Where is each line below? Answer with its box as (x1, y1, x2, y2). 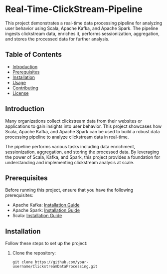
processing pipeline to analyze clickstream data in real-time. (5, 134, 129, 140)
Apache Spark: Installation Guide (12, 207, 80, 213)
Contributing (12, 85, 38, 91)
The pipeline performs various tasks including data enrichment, (5, 143, 136, 149)
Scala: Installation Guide (12, 213, 62, 219)
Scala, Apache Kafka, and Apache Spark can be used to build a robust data (5, 128, 160, 134)
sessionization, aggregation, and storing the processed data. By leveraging (5, 149, 160, 155)
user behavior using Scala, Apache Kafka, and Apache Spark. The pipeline (5, 25, 159, 31)
